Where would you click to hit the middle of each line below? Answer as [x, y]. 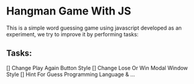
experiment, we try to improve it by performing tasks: [73, 34]
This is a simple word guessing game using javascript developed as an [94, 28]
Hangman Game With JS [69, 11]
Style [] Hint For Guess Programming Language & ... [71, 74]
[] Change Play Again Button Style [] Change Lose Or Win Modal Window [97, 68]
